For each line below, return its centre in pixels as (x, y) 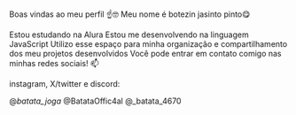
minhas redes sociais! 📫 (54, 63)
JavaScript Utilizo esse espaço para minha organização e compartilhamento (148, 44)
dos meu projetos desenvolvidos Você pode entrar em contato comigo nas (145, 54)
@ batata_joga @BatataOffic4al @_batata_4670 (95, 101)
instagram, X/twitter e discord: (65, 84)
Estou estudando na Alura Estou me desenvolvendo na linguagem (129, 34)
